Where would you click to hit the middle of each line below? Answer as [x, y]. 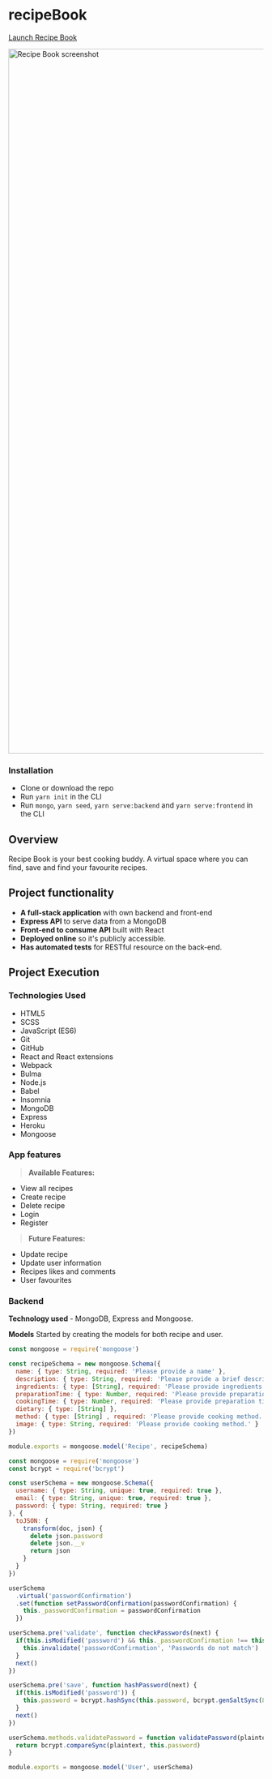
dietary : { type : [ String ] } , [66, 1409]
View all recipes [47, 1188]
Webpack [36, 1065]
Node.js [33, 1082]
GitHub [32, 1048]
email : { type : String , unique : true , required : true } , [114, 1498]
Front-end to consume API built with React [92, 929]
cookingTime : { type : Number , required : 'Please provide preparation [135, 1402]
